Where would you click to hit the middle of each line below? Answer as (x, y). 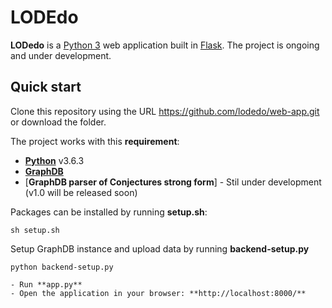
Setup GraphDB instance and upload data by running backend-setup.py (160, 248)
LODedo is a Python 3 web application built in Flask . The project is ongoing (165, 45)
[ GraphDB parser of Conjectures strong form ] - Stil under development (173, 182)
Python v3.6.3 (54, 160)
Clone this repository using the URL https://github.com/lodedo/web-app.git (165, 111)
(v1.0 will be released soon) (81, 192)
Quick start (46, 87)
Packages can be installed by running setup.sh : (109, 212)
